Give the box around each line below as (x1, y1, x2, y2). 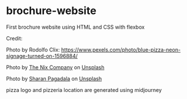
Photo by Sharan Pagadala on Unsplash (6, 75, 102, 82)
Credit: (6, 35, 23, 42)
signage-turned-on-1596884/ (6, 52, 78, 59)
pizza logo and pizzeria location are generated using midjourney (6, 86, 162, 93)
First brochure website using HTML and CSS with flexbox (6, 23, 145, 30)
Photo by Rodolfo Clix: (6, 46, 60, 53)
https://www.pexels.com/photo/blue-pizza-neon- (61, 46, 181, 53)
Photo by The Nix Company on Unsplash (6, 63, 105, 71)
